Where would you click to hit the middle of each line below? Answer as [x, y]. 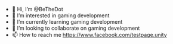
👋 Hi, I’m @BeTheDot [38, 9]
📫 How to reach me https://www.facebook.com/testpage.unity [89, 35]
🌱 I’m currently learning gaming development [67, 22]
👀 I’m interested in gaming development [61, 15]
